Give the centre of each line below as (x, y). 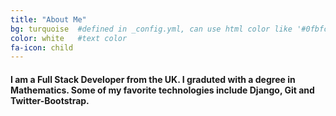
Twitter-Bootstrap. (50, 100)
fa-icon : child (42, 47)
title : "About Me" (48, 19)
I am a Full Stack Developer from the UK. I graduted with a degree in (153, 79)
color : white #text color (69, 38)
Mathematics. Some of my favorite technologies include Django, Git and (162, 90)
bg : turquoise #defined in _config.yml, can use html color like (151, 29)
